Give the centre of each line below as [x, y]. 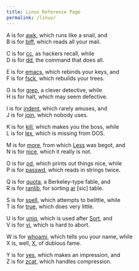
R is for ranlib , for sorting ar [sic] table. [55, 188]
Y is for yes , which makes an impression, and [63, 255]
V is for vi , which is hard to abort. [48, 225]
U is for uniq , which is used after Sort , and [59, 218]
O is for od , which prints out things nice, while [64, 163]
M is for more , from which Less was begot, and [66, 145]
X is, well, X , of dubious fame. [44, 243]
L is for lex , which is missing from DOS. [56, 133]
